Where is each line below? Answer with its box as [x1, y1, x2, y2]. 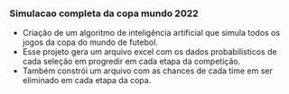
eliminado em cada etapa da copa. [22, 75, 152, 86]
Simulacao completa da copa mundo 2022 [9, 7, 199, 20]
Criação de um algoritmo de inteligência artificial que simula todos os [22, 28, 281, 38]
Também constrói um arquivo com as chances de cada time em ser [22, 65, 274, 76]
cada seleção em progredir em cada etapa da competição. [22, 56, 241, 67]
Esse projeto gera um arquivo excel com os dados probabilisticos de [22, 47, 277, 57]
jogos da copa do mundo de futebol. [22, 37, 158, 47]
